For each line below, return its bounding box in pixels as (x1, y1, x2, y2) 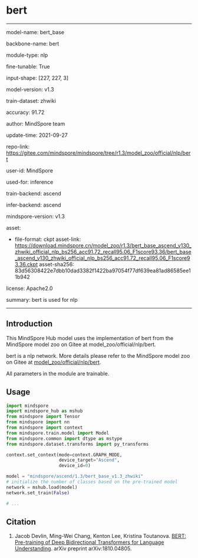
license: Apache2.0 (6, 285, 53, 292)
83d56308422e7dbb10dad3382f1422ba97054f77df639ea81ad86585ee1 (14, 267, 191, 274)
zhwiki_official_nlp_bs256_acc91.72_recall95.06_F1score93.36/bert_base (14, 248, 192, 255)
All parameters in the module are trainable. (6, 370, 110, 377)
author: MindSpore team (6, 120, 65, 127)
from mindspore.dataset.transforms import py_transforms (6, 441, 149, 447)
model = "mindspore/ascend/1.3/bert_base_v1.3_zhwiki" (6, 474, 144, 479)
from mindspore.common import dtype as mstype (6, 435, 123, 442)
